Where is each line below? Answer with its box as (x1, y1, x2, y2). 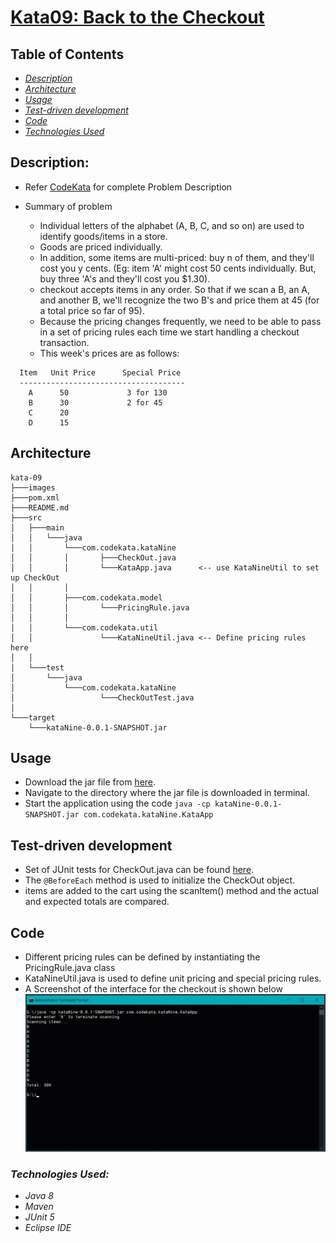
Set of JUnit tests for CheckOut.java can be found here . (24, 864, 255, 876)
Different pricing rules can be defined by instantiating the (24, 951, 261, 963)
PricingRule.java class (24, 962, 116, 974)
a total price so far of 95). (39, 304, 145, 316)
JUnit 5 (24, 1211, 55, 1223)
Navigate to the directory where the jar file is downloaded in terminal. (24, 787, 310, 799)
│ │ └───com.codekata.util (10, 622, 159, 633)
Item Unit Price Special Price (19, 367, 182, 378)
